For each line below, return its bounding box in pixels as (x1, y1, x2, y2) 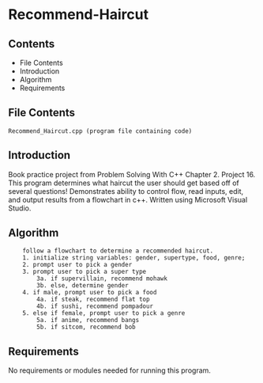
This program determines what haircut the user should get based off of (8, 178, 239, 188)
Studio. (8, 203, 32, 213)
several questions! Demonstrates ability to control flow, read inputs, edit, (8, 186, 244, 195)
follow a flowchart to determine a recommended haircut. (22, 247, 214, 255)
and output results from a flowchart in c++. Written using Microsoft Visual (8, 195, 248, 204)
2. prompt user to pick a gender (22, 261, 133, 269)
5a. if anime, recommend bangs (36, 317, 140, 324)
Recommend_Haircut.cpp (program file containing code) (8, 127, 193, 135)
